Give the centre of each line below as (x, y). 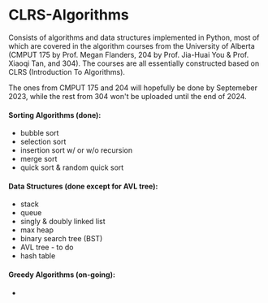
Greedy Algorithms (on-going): (62, 275)
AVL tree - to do (47, 247)
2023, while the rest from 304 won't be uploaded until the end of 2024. (128, 96)
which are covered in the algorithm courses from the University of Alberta (132, 45)
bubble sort (39, 133)
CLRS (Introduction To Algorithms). (67, 71)
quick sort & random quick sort (72, 167)
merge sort (39, 159)
